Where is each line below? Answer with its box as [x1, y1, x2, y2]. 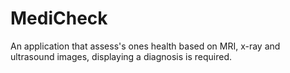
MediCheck [10, 7, 108, 30]
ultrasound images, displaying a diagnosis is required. [10, 50, 233, 62]
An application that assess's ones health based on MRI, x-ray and [10, 40, 281, 52]
